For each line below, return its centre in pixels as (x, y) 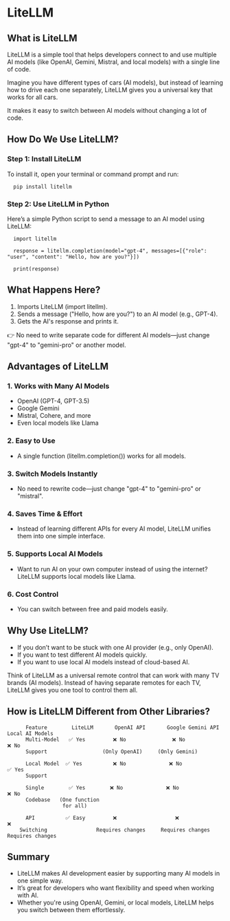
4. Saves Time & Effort (45, 514)
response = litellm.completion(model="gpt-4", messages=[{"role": (110, 251)
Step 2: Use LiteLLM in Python (58, 204)
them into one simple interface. (61, 536)
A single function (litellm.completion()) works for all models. (102, 456)
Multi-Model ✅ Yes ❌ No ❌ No (105, 739)
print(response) (36, 269)
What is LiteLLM (42, 38)
